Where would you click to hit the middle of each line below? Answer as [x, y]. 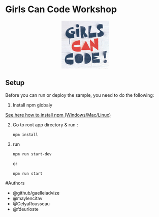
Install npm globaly [32, 105]
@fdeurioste [26, 209]
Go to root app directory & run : [45, 125]
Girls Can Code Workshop [61, 9]
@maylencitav [27, 198]
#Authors [15, 183]
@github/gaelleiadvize [36, 193]
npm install [25, 134]
